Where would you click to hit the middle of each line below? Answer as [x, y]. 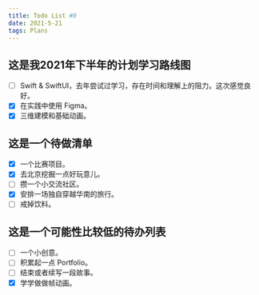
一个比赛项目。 [44, 164]
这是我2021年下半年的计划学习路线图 [100, 65]
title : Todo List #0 [43, 16]
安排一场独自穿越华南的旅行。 [69, 194]
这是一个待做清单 [50, 144]
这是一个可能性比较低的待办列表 [87, 231]
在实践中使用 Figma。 [56, 106]
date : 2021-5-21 [35, 23]
